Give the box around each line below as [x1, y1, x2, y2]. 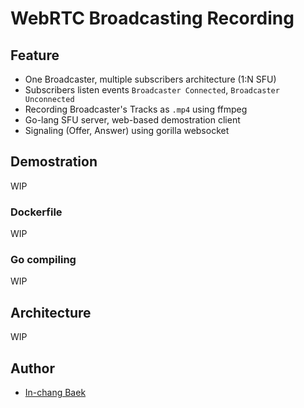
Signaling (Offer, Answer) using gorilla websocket [24, 125, 230, 136]
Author [10, 360, 55, 377]
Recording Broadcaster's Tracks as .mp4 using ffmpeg [24, 103, 248, 115]
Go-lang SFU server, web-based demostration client [24, 114, 241, 126]
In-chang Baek [24, 387, 87, 399]
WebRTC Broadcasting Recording [10, 7, 295, 30]
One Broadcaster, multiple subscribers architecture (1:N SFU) [24, 73, 277, 85]
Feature [10, 47, 60, 64]
